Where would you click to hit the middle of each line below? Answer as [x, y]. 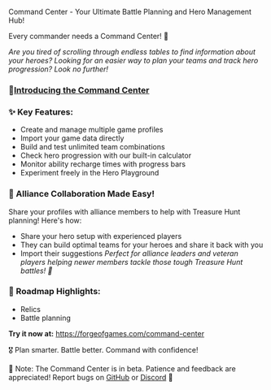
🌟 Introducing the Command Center [79, 90]
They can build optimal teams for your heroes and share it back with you [142, 245]
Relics [30, 309]
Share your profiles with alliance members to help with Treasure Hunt [125, 211]
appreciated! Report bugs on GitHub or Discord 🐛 [91, 377]
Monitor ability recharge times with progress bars [103, 164]
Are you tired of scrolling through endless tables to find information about [132, 52]
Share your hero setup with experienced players [101, 236]
